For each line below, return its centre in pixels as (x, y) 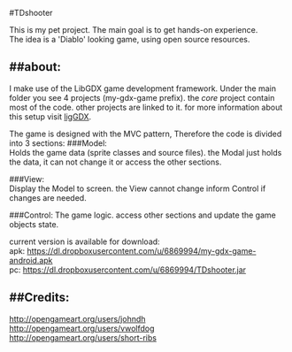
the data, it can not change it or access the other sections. (115, 162)
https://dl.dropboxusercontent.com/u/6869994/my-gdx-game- (142, 250)
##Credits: (39, 298)
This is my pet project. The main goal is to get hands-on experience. (134, 30)
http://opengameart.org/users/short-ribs (83, 337)
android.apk (31, 260)
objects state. (34, 224)
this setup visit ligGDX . (50, 116)
